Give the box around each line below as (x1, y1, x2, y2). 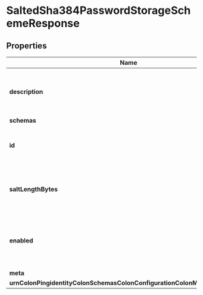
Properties (6, 41, 47, 51)
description (9, 88, 43, 96)
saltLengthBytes (9, 185, 58, 193)
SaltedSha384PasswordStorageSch (6, 4, 191, 18)
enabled (9, 236, 33, 245)
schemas (9, 116, 36, 125)
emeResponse (6, 16, 80, 30)
